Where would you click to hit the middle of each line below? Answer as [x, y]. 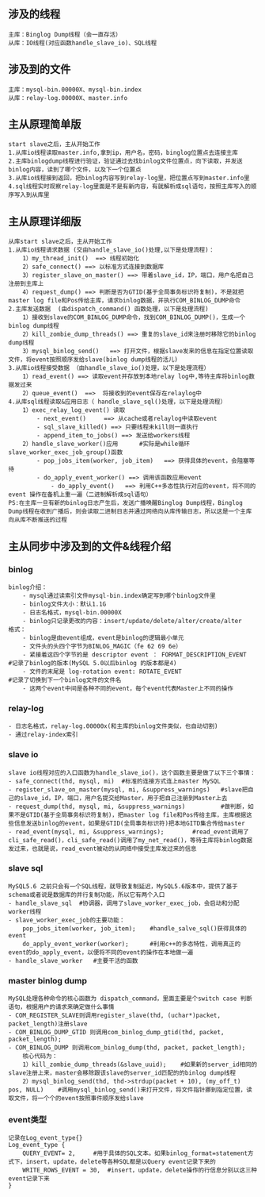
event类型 [28, 1120]
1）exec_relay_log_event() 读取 [74, 410]
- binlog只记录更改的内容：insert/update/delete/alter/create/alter [132, 621]
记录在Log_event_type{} [45, 1138]
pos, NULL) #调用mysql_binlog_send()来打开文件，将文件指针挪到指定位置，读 [131, 1090]
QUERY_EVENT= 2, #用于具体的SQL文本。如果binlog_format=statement [135, 1153]
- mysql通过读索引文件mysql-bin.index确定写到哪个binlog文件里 [119, 595]
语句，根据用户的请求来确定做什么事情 [61, 1007]
